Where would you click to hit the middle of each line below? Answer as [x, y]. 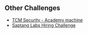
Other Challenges [33, 8]
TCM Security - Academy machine [47, 20]
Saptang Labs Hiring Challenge [44, 25]
